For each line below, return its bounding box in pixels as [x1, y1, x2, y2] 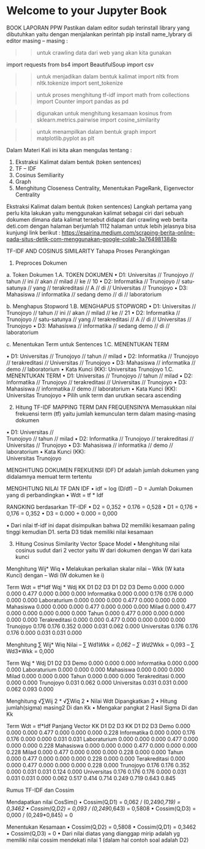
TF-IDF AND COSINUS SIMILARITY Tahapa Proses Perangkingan [6, 247, 170, 255]
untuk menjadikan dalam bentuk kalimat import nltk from [36, 72, 179, 80]
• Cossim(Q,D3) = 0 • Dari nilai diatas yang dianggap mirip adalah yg [6, 829, 181, 837]
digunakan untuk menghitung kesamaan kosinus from [36, 109, 173, 117]
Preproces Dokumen [15, 259, 67, 266]
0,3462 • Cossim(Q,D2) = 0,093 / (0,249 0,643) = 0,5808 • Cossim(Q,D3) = [6, 805, 196, 812]
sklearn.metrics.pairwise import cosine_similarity [36, 116, 160, 123]
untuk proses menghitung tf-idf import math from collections [36, 91, 190, 98]
